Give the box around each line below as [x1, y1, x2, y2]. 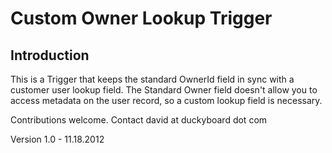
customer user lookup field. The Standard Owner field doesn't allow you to [10, 84, 318, 96]
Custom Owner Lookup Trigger [10, 7, 273, 30]
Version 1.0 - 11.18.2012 [10, 133, 105, 145]
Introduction [10, 47, 90, 64]
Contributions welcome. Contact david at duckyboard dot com [10, 114, 268, 126]
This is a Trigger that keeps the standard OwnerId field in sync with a [10, 73, 295, 85]
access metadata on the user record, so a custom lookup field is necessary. [10, 95, 323, 106]
